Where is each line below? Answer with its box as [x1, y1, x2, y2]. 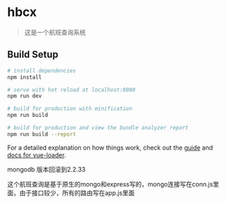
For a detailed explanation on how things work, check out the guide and [7, 143, 213, 152]
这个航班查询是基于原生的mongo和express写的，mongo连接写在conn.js [7, 180, 213, 188]
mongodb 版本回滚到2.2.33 [7, 165, 86, 173]
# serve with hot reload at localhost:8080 [7, 86, 136, 93]
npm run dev [7, 93, 42, 100]
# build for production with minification [7, 105, 133, 112]
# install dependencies [7, 67, 77, 74]
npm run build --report [7, 130, 77, 138]
